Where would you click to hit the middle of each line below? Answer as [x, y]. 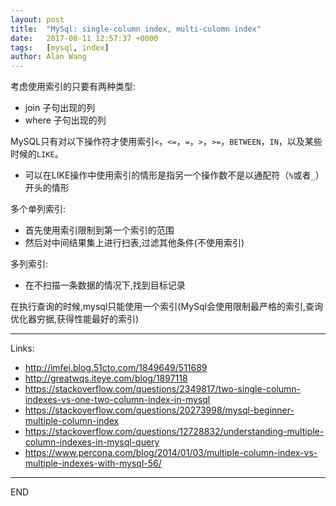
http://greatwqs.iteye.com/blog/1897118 [106, 378]
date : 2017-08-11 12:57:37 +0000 [84, 38]
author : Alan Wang [48, 57]
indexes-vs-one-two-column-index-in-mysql [117, 400]
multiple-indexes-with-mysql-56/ [93, 463]
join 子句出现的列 [60, 108]
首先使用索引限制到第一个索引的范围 [99, 230]
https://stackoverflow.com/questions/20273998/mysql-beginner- [159, 410]
